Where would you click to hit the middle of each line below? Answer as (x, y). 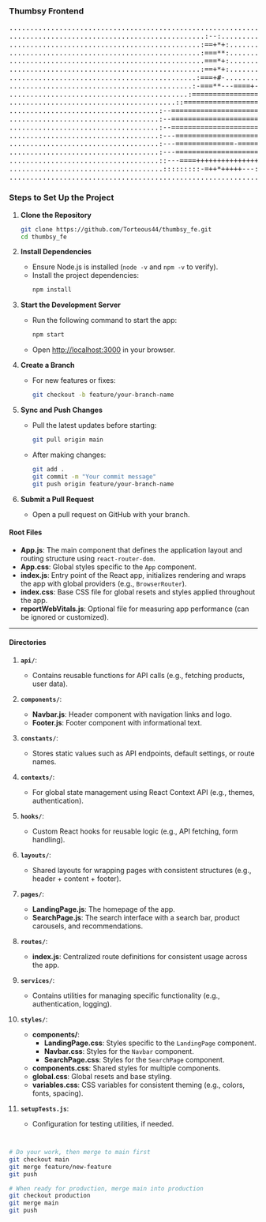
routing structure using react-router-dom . (88, 558)
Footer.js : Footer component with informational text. (117, 723)
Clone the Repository (56, 215)
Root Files (26, 532)
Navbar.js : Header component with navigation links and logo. (132, 714)
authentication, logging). (72, 1004)
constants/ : (39, 738)
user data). (50, 684)
